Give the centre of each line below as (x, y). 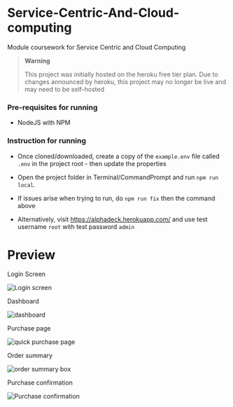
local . (26, 184)
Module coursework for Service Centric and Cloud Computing (97, 47)
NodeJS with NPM (44, 123)
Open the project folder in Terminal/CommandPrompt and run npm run (118, 177)
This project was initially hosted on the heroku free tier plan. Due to (121, 74)
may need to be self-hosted (64, 89)
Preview (31, 255)
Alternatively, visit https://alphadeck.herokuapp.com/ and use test (112, 219)
